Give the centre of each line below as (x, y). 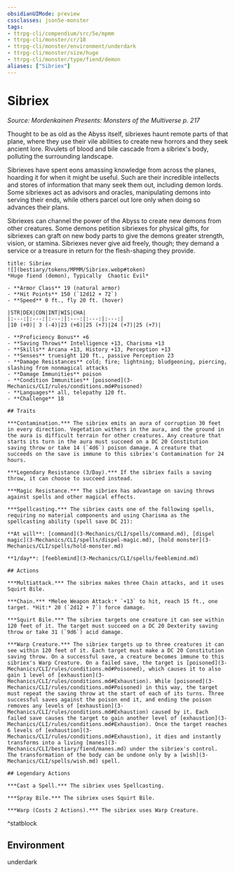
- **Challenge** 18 (36, 398)
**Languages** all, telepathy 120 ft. (70, 392)
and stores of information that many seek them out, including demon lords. (115, 185)
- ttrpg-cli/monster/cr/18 (47, 40)
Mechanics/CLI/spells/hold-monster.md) (66, 546)
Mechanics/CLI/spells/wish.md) (53, 761)
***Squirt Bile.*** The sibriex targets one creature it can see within (116, 620)
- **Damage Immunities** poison (54, 374)
